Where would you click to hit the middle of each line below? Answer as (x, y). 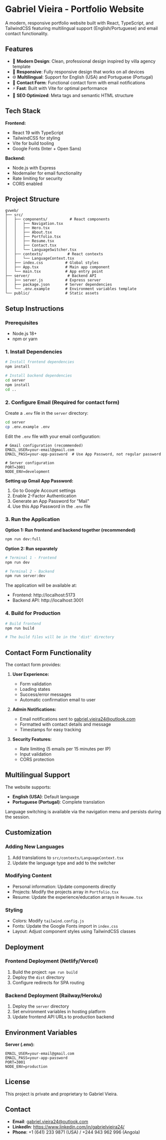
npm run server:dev (25, 576)
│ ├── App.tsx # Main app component (58, 267)
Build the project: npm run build (45, 972)
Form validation (36, 684)
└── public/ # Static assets (52, 293)
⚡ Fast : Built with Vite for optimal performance (60, 88)
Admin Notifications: (34, 709)
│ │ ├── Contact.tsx (31, 245)
